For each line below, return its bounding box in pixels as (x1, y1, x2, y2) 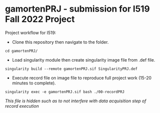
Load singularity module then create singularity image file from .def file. (12, 57, 155, 63)
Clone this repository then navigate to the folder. (12, 39, 109, 45)
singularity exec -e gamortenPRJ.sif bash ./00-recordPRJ (5, 89, 125, 94)
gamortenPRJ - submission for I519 (5, 3, 150, 15)
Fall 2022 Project (5, 14, 75, 25)
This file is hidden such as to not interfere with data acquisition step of (5, 98, 146, 104)
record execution (5, 103, 39, 109)
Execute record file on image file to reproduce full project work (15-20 (12, 75, 152, 81)
